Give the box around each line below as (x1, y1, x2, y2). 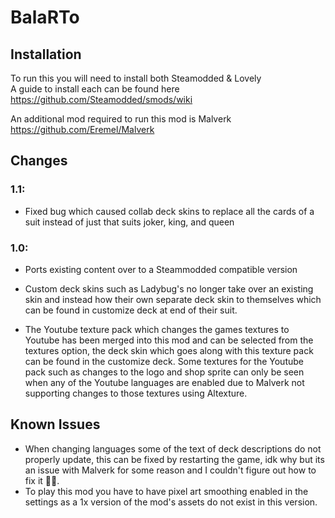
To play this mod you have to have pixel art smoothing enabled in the (24, 485, 309, 497)
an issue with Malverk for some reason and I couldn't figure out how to (24, 464, 317, 476)
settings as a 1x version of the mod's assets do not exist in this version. (24, 496, 318, 508)
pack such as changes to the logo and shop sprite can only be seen (24, 366, 305, 378)
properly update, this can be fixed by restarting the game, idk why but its (24, 453, 325, 465)
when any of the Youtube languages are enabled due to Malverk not (24, 376, 305, 388)
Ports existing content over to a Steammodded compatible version (24, 263, 298, 275)
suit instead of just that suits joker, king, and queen (24, 216, 235, 228)
